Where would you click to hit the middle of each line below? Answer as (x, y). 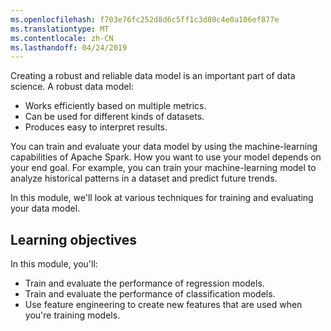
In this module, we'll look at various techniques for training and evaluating (162, 198)
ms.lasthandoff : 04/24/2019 (69, 47)
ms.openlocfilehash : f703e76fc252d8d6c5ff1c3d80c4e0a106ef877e (145, 19)
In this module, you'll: (54, 264)
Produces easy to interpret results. (96, 127)
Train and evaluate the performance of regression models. (144, 283)
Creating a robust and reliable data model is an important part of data (153, 76)
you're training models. (72, 315)
